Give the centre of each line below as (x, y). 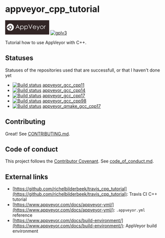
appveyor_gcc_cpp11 (63, 85)
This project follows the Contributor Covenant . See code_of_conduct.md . (80, 161)
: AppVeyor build (140, 226)
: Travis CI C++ (142, 194)
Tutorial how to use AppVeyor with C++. (46, 42)
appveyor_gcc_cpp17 (64, 95)
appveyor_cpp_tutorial (53, 9)
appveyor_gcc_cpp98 (64, 101)
